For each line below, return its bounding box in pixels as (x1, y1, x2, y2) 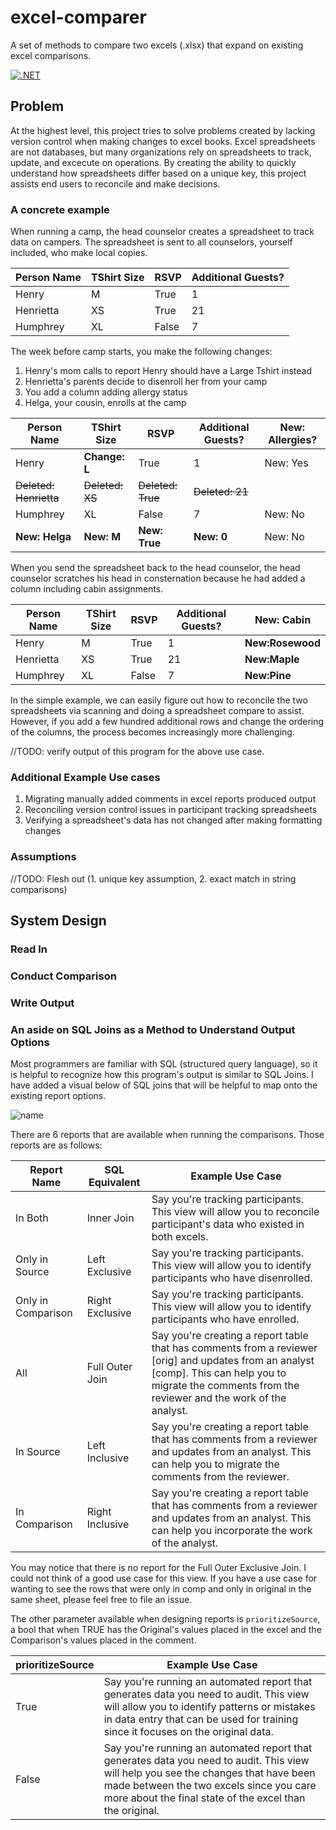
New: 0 (193, 530, 228, 544)
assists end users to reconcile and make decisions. (10, 177, 221, 190)
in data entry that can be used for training (103, 1712, 299, 1726)
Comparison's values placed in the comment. (10, 1634, 197, 1646)
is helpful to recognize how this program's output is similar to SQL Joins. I (10, 1069, 314, 1081)
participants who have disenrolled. (151, 1271, 313, 1285)
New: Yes (264, 456, 309, 470)
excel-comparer (10, 6, 147, 29)
